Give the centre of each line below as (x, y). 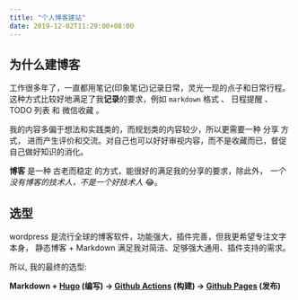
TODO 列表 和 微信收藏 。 (57, 110)
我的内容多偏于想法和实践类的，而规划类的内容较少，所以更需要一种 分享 (144, 129)
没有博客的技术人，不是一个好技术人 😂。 (86, 182)
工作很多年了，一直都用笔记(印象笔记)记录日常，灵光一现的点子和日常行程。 (150, 88)
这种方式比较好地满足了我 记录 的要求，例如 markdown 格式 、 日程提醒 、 (141, 99)
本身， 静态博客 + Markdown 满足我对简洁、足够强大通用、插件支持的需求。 (150, 248)
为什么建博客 (45, 64)
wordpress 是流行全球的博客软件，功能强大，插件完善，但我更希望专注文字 (148, 237)
